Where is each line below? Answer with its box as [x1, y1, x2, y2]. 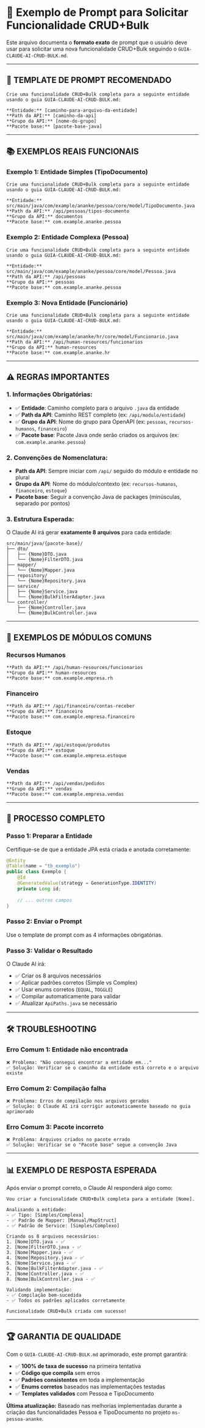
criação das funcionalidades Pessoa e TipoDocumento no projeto [6, 1408, 171, 1416]
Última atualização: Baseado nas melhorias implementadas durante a [6, 1402, 182, 1409]
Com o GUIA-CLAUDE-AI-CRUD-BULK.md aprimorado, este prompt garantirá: [6, 1350, 188, 1358]
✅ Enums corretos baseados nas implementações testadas [15, 1383, 166, 1390]
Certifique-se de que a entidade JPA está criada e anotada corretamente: [6, 846, 191, 853]
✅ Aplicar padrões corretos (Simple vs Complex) [15, 979, 138, 987]
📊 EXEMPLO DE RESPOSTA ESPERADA [6, 1165, 157, 1175]
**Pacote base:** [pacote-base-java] [6, 123, 103, 129]
